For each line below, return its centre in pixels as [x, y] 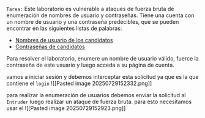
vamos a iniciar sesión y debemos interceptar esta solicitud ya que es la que [102, 77]
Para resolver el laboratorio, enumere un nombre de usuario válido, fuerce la [102, 58]
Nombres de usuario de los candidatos [64, 40]
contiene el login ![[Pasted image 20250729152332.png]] [79, 83]
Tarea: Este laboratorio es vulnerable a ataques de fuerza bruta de [90, 9]
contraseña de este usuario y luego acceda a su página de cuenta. [90, 65]
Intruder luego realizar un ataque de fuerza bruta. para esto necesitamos [99, 101]
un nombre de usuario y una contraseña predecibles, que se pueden [93, 22]
